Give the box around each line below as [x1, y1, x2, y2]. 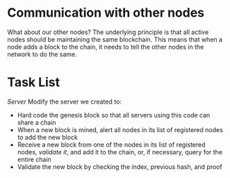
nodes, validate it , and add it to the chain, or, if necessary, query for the [17, 147, 223, 156]
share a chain [17, 118, 57, 127]
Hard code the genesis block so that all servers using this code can [17, 111, 211, 119]
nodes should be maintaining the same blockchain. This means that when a [7, 35, 223, 43]
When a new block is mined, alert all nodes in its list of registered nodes [17, 125, 224, 133]
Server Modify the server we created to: [7, 97, 122, 106]
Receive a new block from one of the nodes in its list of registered [17, 140, 206, 149]
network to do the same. [7, 50, 78, 58]
